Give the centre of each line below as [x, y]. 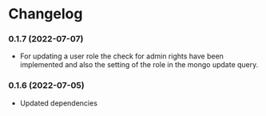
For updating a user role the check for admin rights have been [121, 56]
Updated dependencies [59, 103]
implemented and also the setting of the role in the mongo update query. [139, 65]
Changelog [46, 14]
